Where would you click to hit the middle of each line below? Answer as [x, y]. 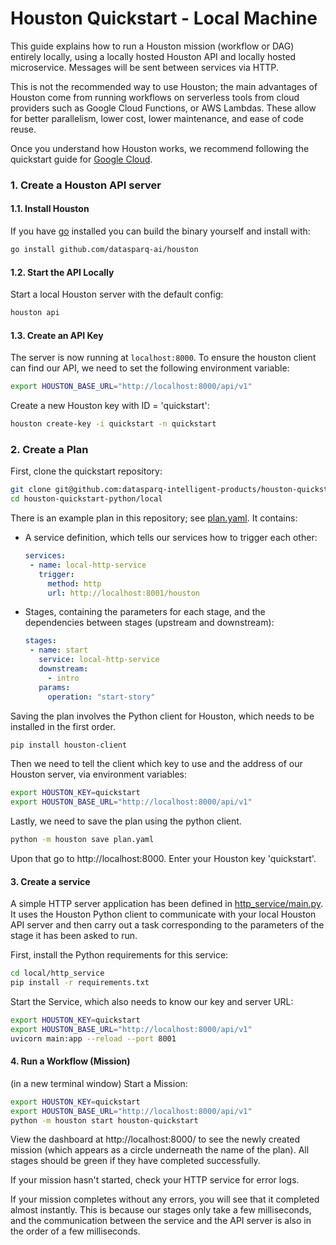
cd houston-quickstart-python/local [86, 499]
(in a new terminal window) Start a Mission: [99, 1083]
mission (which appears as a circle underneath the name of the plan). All [160, 1150]
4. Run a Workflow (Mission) [70, 1061]
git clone [31, 490]
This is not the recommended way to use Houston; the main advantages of [164, 86]
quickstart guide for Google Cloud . [81, 159]
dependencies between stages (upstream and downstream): [149, 623]
